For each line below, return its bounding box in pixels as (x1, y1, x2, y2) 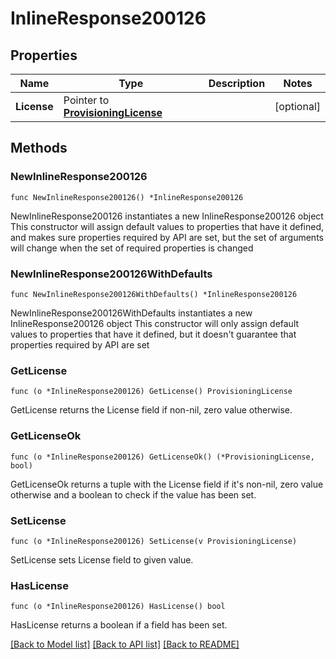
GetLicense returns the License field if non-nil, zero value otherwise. (10, 404, 293, 416)
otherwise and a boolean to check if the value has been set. (10, 488, 257, 501)
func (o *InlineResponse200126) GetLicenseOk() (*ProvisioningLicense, (10, 452, 315, 462)
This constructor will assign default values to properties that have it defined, (10, 220, 325, 232)
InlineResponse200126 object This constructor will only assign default (10, 317, 300, 329)
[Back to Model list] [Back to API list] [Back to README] (10, 638, 240, 651)
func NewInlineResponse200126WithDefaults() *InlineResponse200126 (10, 289, 298, 299)
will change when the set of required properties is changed (10, 242, 254, 254)
